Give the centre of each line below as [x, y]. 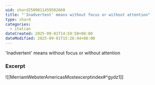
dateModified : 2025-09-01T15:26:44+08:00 [50, 39]
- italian [20, 29]
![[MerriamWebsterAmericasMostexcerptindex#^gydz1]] [64, 77]
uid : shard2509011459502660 [35, 10]
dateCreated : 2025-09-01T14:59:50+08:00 [49, 34]
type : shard [18, 19]
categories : [18, 24]
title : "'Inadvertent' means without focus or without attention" [78, 15]
